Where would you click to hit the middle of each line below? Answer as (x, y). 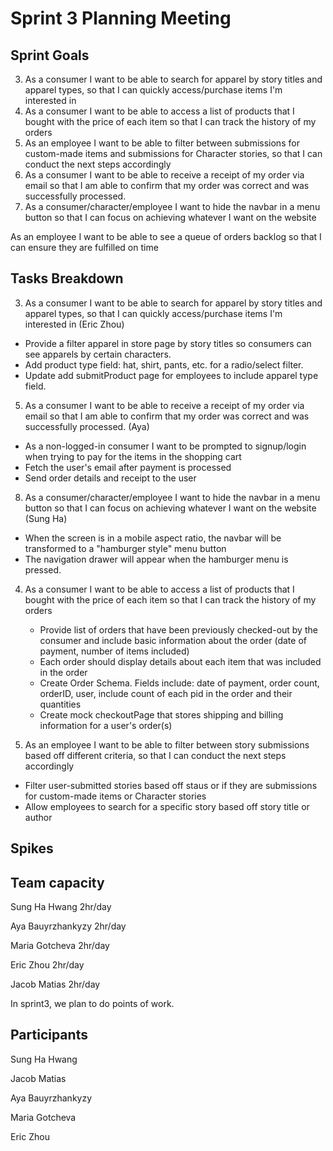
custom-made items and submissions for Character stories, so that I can (173, 153)
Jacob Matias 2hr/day (55, 984)
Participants (49, 1035)
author (38, 817)
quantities (60, 704)
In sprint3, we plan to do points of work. (92, 1004)
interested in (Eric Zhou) (74, 324)
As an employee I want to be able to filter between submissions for (162, 143)
